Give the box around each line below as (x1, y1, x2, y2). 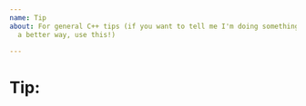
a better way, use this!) (17, 30, 117, 39)
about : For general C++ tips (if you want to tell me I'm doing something (9, 22, 300, 31)
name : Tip (9, 13, 47, 23)
